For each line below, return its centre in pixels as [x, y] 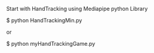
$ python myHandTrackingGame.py [51, 44]
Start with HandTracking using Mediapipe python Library [77, 9]
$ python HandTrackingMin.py [44, 20]
